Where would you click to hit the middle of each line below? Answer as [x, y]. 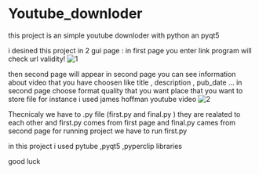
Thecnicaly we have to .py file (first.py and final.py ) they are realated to [124, 114]
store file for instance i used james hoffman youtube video [102, 99]
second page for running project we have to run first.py [98, 131]
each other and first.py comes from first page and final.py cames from [122, 122]
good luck [24, 161]
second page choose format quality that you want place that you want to [126, 90]
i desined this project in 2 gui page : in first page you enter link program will [130, 50]
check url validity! [37, 59]
